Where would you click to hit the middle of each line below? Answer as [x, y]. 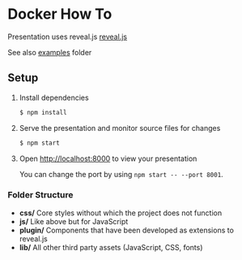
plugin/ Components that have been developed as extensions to [126, 230]
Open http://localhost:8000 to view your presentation [108, 158]
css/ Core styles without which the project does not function [121, 213]
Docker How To [60, 14]
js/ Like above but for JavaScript [74, 221]
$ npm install [43, 112]
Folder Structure [40, 195]
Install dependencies [54, 97]
